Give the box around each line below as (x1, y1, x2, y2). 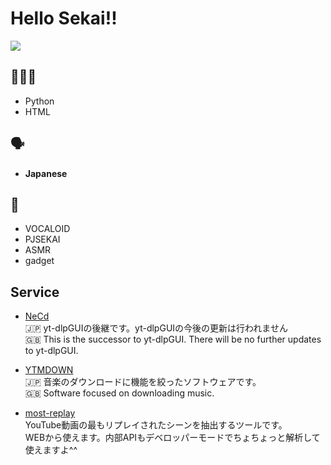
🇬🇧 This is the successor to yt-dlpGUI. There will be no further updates (24, 333, 322, 346)
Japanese (24, 167, 68, 179)
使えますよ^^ (24, 444, 78, 456)
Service (10, 283, 60, 301)
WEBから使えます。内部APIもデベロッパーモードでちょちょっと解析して (24, 432, 321, 444)
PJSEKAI (24, 233, 61, 246)
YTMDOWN (24, 364, 74, 376)
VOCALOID (24, 223, 71, 235)
